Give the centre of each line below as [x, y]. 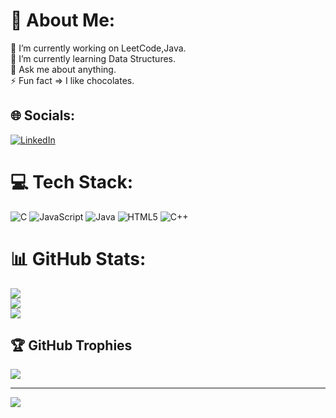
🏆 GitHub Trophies [71, 345]
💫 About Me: [63, 20]
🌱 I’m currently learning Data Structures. [93, 58]
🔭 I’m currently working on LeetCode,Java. [98, 48]
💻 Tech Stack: [72, 181]
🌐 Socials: [43, 115]
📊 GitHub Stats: [78, 258]
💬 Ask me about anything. [63, 69]
